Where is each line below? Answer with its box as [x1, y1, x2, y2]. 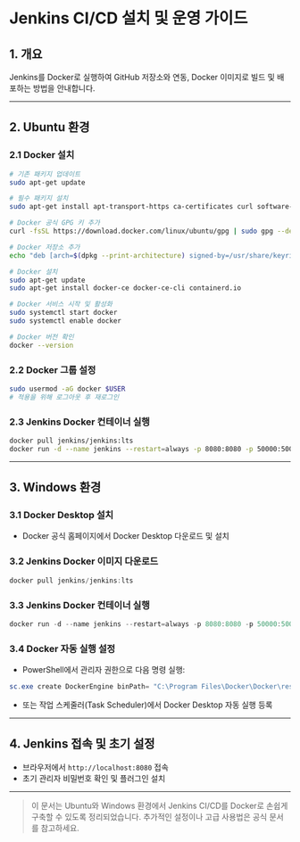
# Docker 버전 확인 [9, 332, 74, 342]
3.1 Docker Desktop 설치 [9, 509, 114, 522]
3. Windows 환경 [9, 480, 102, 495]
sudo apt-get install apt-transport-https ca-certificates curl [9, 202, 254, 211]
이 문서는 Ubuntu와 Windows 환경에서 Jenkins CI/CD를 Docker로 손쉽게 [30, 800, 288, 811]
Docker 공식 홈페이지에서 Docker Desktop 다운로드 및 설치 [21, 531, 229, 541]
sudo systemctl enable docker [9, 317, 122, 326]
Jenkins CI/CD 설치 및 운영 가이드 [9, 8, 248, 29]
